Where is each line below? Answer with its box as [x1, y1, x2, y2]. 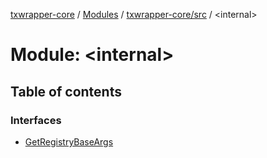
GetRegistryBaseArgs [24, 135, 114, 148]
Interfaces [10, 113, 62, 127]
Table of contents [10, 83, 122, 100]
